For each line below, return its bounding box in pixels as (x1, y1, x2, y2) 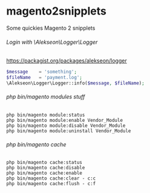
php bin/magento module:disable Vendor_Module (6, 123, 126, 129)
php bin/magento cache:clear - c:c (6, 175, 96, 181)
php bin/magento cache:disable (6, 165, 85, 171)
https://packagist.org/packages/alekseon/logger (6, 57, 127, 64)
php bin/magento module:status (6, 112, 85, 118)
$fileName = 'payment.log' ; (6, 75, 83, 81)
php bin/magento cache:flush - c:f (6, 181, 96, 187)
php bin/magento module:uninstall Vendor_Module (6, 127, 131, 134)
